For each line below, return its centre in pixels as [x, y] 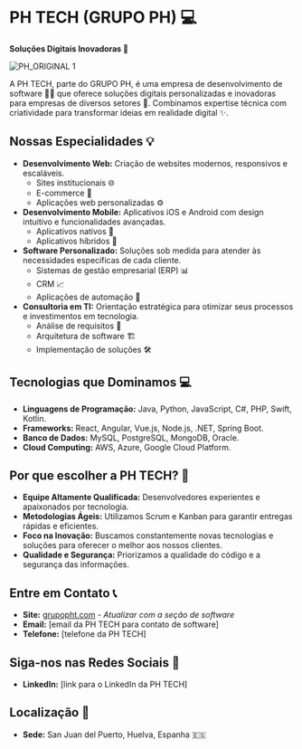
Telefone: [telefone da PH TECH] [84, 634]
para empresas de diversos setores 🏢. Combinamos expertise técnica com [148, 103]
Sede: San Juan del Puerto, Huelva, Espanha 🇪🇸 [114, 735]
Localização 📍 [50, 712]
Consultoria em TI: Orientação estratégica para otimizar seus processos [158, 306]
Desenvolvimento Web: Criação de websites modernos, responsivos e [155, 163]
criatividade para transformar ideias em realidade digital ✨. [119, 112]
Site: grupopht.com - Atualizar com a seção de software [128, 615]
